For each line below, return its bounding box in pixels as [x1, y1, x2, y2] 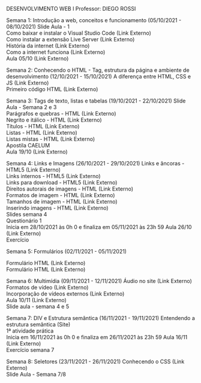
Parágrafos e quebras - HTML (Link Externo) [6, 110, 116, 117]
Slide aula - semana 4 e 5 [6, 303, 70, 310]
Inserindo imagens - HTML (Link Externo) [6, 204, 109, 212]
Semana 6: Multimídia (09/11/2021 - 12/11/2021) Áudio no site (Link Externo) [6, 278, 192, 284]
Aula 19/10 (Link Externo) [6, 148, 68, 155]
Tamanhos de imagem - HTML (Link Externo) [6, 198, 118, 205]
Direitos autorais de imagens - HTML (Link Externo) [6, 185, 134, 192]
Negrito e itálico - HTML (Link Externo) [6, 116, 102, 123]
